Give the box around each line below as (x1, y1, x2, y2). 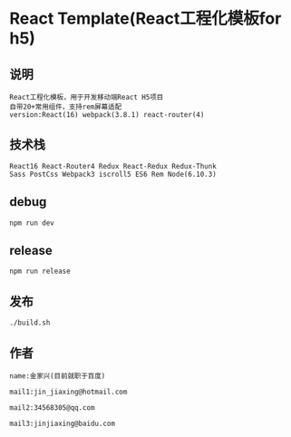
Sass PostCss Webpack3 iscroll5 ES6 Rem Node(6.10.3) (9, 170, 218, 179)
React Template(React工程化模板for (9, 8, 282, 29)
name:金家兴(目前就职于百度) (9, 372, 106, 381)
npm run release (9, 267, 71, 277)
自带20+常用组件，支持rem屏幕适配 (9, 102, 122, 112)
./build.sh (9, 318, 51, 327)
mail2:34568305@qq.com (9, 403, 95, 413)
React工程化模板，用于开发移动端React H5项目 (9, 92, 164, 102)
